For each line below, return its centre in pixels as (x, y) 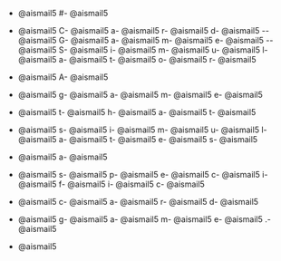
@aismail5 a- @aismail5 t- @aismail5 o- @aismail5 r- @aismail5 (137, 59)
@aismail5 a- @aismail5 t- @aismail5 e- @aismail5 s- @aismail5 (138, 139)
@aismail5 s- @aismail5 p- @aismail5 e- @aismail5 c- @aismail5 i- (143, 174)
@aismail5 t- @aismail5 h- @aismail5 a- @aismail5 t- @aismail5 (137, 112)
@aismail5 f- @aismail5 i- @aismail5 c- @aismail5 (111, 184)
